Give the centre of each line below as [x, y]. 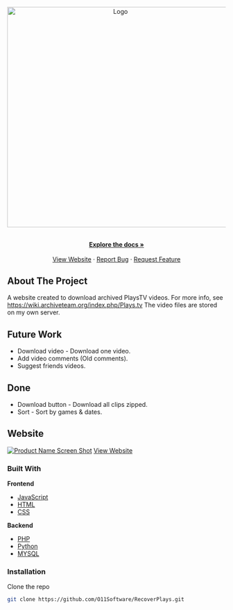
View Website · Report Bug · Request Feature [116, 259]
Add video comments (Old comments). [72, 359]
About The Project [48, 281]
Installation [27, 571]
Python [27, 546]
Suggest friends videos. [51, 366]
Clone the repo [28, 587]
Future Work [35, 334]
